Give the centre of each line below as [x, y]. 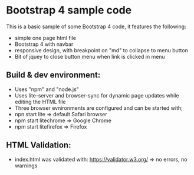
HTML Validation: [39, 145]
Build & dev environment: [53, 75]
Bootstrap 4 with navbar [44, 44]
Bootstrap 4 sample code [69, 10]
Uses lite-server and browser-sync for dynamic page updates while [97, 95]
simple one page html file [45, 38]
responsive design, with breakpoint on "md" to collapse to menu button [101, 50]
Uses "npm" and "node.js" [47, 89]
